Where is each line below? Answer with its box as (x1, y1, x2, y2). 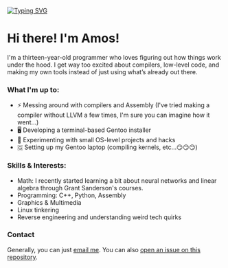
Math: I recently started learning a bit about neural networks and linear (16, 176, 217, 185)
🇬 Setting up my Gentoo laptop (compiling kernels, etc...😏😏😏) (16, 143, 198, 151)
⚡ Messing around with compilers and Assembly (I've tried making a (16, 101, 210, 109)
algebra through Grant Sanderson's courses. (16, 183, 144, 192)
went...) (16, 118, 39, 126)
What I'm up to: (7, 85, 60, 94)
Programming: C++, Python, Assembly (16, 191, 126, 199)
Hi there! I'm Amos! (7, 31, 120, 46)
